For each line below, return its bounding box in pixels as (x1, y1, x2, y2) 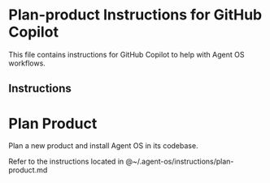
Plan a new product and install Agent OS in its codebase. (8, 141, 198, 151)
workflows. (8, 58, 46, 68)
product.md (8, 165, 48, 175)
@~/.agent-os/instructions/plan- (125, 156, 234, 167)
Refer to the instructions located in (8, 156, 124, 167)
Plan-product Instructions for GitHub (8, 6, 263, 24)
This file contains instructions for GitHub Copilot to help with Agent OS (8, 49, 245, 59)
